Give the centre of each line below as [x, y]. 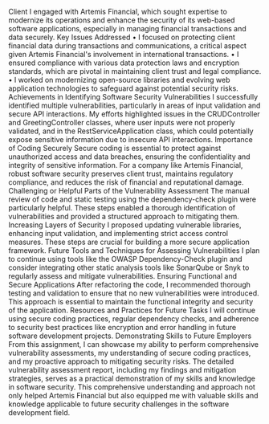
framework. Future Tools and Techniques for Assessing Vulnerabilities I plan [134, 251]
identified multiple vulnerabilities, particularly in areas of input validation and [134, 105]
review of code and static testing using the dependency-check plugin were [132, 199]
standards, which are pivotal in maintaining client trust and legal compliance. [135, 71]
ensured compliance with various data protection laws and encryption [124, 63]
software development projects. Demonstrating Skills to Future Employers [130, 336]
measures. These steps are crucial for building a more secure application [129, 242]
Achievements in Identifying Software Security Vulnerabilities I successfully [133, 97]
